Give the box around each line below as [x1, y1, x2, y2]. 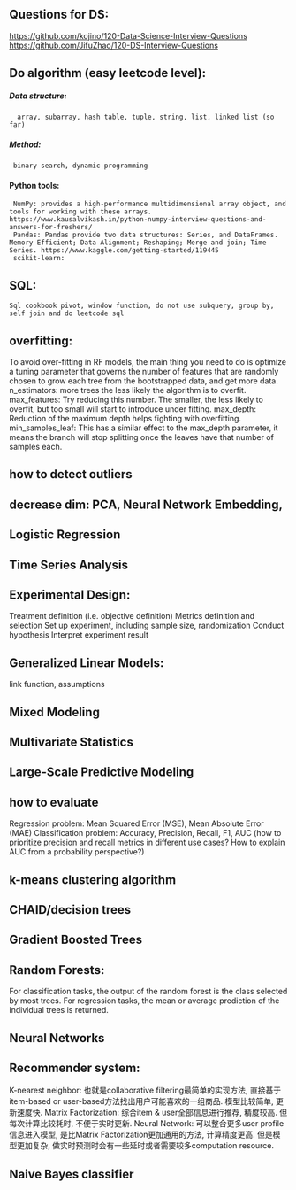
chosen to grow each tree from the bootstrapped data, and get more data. [9, 375, 278, 386]
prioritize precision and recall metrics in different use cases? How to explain [9, 837, 285, 848]
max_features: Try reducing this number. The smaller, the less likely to [9, 394, 263, 405]
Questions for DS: [9, 7, 109, 22]
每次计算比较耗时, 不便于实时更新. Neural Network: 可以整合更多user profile [9, 1118, 285, 1129]
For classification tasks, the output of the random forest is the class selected [9, 986, 288, 997]
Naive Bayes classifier [9, 1166, 134, 1181]
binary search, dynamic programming [12, 161, 148, 171]
